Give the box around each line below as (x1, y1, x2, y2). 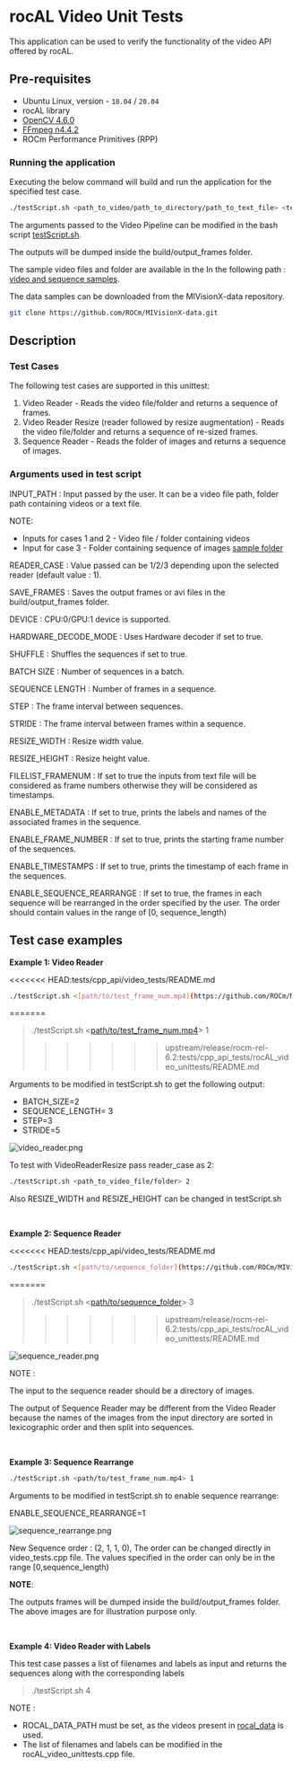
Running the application (9, 155, 116, 168)
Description (9, 333, 76, 349)
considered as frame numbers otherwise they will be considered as (9, 780, 258, 791)
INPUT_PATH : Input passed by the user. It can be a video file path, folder (9, 488, 279, 499)
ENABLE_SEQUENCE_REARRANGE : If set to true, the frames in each (9, 888, 262, 898)
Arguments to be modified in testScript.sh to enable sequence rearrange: (9, 1490, 279, 1501)
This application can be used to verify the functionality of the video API (9, 36, 271, 47)
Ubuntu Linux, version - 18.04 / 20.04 (21, 95, 159, 106)
